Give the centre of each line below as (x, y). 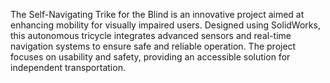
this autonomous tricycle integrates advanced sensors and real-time (151, 35)
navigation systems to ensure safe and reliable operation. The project (153, 46)
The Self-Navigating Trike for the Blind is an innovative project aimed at (157, 14)
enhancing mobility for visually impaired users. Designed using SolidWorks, (165, 25)
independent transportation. (68, 67)
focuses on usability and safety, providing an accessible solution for (150, 57)
